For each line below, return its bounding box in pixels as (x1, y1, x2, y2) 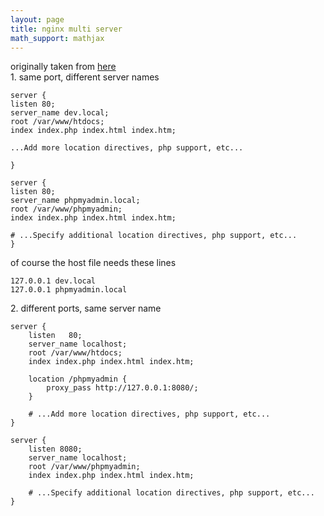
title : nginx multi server (10, 24, 123, 34)
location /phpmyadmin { (28, 374, 128, 385)
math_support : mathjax (10, 33, 105, 43)
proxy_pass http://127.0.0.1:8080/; (46, 383, 199, 393)
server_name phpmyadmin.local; (10, 196, 141, 206)
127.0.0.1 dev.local (10, 276, 97, 286)
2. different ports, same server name (10, 302, 162, 315)
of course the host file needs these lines (10, 257, 177, 269)
